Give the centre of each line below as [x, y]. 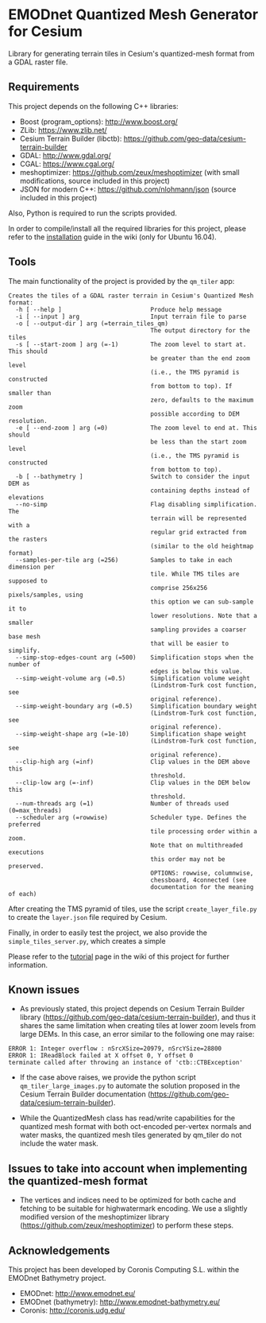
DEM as [19, 483]
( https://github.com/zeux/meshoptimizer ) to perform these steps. [127, 1225]
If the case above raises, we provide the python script [108, 1077]
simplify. [25, 650]
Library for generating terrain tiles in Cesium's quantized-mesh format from [132, 53]
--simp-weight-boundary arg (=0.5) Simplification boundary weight [137, 706]
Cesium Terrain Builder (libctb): [71, 138]
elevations [26, 497]
